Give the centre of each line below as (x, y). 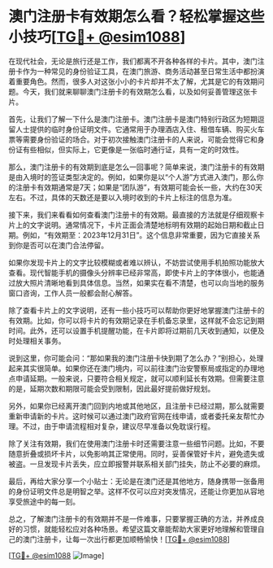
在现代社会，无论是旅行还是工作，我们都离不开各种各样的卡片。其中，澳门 (133, 61)
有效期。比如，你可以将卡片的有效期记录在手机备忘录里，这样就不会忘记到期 (136, 320)
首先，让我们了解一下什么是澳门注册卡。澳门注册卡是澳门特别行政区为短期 (133, 119)
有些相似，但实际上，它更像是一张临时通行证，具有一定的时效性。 (133, 149)
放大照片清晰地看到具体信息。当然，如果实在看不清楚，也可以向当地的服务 (140, 282)
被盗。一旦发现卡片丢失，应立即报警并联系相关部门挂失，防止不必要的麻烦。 (136, 464)
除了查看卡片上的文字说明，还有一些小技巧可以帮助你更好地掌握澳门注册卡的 (136, 310)
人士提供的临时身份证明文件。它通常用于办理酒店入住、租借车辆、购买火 (136, 129)
